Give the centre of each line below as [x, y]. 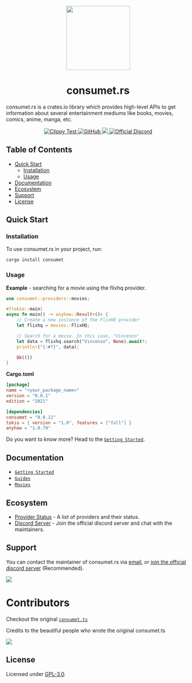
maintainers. [29, 529]
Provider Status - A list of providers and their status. [77, 517]
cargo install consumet [35, 260]
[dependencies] [25, 412]
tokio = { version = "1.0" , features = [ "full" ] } [69, 423]
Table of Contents [39, 150]
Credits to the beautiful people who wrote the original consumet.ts [86, 630]
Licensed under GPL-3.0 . [36, 674]
